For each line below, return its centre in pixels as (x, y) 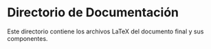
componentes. (27, 38)
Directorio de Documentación (93, 13)
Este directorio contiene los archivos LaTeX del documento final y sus (105, 31)
